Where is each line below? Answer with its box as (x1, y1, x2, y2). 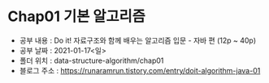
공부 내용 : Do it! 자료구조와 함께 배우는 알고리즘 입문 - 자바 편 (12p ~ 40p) (19, 35, 257, 45)
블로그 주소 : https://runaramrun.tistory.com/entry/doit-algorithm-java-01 (19, 65, 261, 75)
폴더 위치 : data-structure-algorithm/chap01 (19, 56, 164, 65)
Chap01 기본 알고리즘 (7, 7, 145, 26)
